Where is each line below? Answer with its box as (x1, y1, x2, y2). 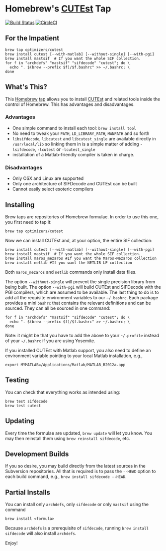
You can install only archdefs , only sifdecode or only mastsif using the (5, 502, 149, 508)
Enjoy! (5, 540, 18, 546)
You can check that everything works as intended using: (5, 389, 120, 395)
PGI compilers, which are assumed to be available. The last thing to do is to (5, 289, 159, 295)
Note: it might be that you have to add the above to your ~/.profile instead (5, 332, 160, 338)
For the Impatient (5, 34, 60, 42)
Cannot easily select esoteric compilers (12, 186, 93, 192)
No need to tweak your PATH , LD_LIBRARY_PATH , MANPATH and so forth (12, 130, 150, 136)
